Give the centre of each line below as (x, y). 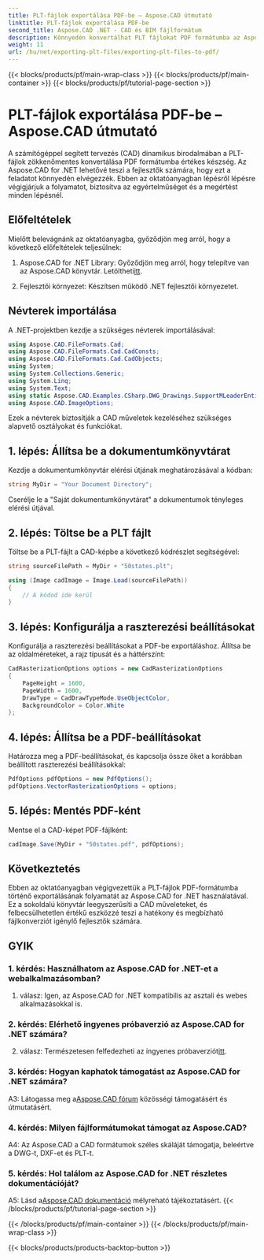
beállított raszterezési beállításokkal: (67, 764)
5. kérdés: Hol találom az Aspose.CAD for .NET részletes (118, 1173)
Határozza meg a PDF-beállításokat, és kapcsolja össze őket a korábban (125, 756)
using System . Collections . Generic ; (66, 374)
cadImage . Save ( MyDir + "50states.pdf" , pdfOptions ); (96, 844)
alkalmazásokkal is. (51, 1004)
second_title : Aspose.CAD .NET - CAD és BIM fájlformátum (105, 30)
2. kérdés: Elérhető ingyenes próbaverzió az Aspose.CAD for (126, 1024)
